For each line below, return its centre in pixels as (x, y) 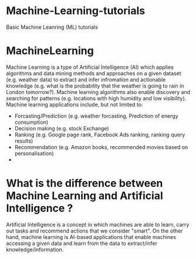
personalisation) (34, 153)
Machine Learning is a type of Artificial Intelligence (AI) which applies (90, 67)
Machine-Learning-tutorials (76, 11)
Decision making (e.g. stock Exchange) (62, 128)
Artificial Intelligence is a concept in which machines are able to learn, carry (98, 224)
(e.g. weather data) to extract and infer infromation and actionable (86, 79)
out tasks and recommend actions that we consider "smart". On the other (94, 231)
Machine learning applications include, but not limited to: (75, 105)
